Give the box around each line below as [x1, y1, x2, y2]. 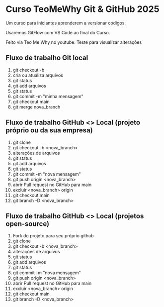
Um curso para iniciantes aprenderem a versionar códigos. [5, 20, 126, 26]
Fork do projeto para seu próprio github [12, 233, 94, 239]
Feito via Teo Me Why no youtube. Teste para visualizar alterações [5, 39, 142, 45]
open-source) [5, 219, 49, 228]
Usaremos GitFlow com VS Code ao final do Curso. [5, 29, 110, 35]
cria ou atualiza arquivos [12, 72, 64, 78]
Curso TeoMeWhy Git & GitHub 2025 [5, 3, 160, 15]
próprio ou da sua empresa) [5, 126, 93, 135]
